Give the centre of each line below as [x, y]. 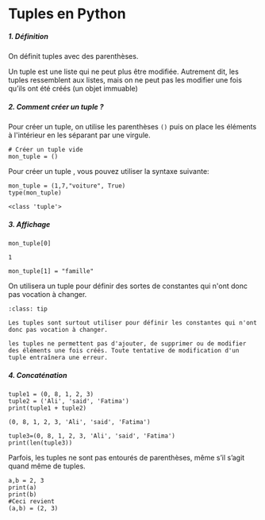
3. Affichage [29, 224]
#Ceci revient [32, 502]
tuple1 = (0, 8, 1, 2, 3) [51, 395]
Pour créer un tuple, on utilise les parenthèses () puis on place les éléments [132, 127]
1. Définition [29, 36]
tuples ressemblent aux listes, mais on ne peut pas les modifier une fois [125, 80]
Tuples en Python [67, 14]
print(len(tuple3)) [40, 443]
